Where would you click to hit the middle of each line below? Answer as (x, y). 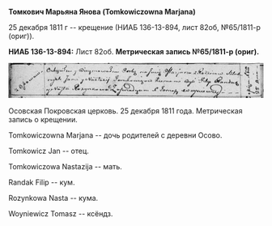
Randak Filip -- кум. (42, 182)
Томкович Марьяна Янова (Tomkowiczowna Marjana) (102, 12)
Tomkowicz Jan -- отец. (49, 151)
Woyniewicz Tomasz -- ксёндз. (61, 213)
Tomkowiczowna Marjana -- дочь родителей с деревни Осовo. (115, 135)
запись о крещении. (43, 119)
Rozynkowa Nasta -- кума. (53, 198)
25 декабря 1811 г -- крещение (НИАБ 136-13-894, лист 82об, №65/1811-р (135, 27)
